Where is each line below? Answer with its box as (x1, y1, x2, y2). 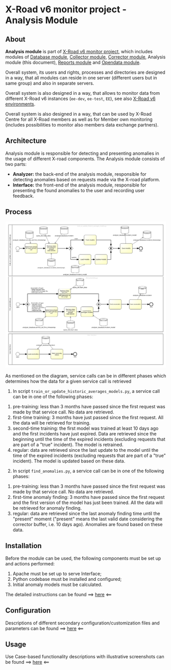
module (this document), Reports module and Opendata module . (5, 59, 141, 65)
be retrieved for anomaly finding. (12, 505, 82, 511)
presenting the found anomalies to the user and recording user (12, 187, 145, 193)
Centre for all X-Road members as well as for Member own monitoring (5, 116, 153, 122)
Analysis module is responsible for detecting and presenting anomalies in (5, 150, 159, 156)
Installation (5, 541, 42, 550)
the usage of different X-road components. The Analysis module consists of (5, 155, 165, 162)
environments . (5, 101, 36, 107)
